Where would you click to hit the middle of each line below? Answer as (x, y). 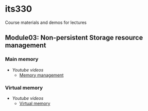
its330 (19, 9)
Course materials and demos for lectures (46, 22)
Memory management (41, 75)
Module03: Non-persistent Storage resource (74, 38)
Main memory (22, 59)
